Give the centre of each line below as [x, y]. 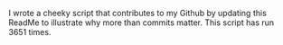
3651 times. [30, 32]
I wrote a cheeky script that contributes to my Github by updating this [138, 13]
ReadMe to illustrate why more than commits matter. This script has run [141, 22]
